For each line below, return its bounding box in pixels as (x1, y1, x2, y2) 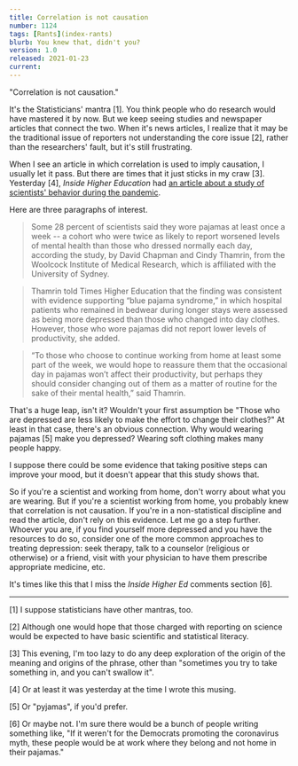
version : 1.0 (9, 46, 58, 55)
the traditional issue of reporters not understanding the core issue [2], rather (9, 132, 289, 143)
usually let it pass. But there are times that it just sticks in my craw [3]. (9, 168, 265, 178)
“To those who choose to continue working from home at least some (30, 349, 282, 360)
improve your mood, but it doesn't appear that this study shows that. (9, 469, 260, 480)
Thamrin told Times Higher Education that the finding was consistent (30, 285, 282, 296)
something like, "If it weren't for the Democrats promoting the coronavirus (9, 728, 279, 739)
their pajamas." (9, 746, 65, 757)
